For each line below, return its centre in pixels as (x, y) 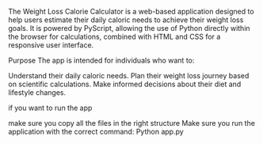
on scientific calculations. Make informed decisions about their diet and (125, 84)
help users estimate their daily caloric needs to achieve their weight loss (126, 20)
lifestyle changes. (37, 93)
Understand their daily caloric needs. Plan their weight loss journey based (129, 76)
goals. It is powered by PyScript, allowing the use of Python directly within (130, 28)
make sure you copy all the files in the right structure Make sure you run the (132, 123)
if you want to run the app (50, 108)
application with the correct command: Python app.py (96, 131)
